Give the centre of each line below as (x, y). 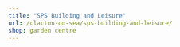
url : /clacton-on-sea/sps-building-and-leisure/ (90, 23)
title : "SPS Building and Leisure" (67, 16)
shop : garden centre (43, 30)
